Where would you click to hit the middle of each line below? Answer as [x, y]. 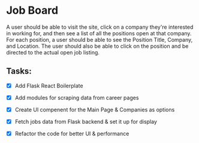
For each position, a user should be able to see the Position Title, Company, [99, 39]
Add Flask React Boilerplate [49, 86]
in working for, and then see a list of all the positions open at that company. [99, 33]
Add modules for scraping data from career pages [77, 98]
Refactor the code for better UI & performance [72, 133]
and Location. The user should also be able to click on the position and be [97, 46]
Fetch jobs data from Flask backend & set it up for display [86, 121]
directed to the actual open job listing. [53, 52]
